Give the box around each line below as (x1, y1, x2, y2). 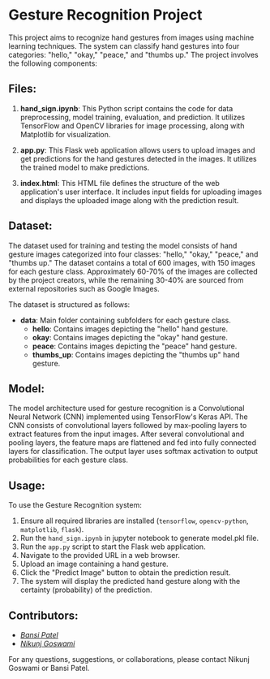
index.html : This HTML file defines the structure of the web (19, 178, 221, 188)
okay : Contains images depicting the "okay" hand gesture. (32, 332, 229, 342)
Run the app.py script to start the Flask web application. (19, 542, 206, 551)
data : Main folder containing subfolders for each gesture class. (19, 315, 231, 325)
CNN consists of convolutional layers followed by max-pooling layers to (8, 421, 247, 430)
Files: (8, 82, 36, 96)
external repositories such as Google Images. (8, 283, 160, 293)
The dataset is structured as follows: (8, 299, 131, 309)
